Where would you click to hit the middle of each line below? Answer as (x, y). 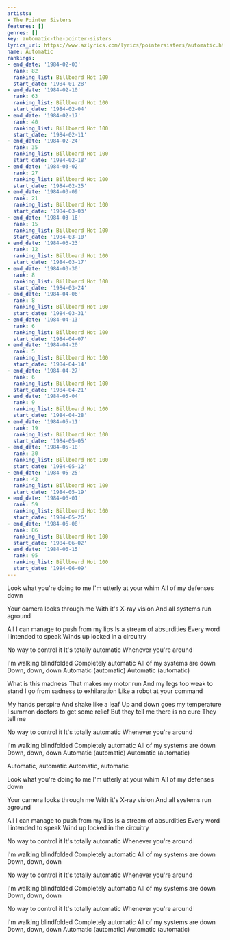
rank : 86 (26, 530)
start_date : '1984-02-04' (50, 109)
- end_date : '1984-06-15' (44, 550)
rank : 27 (26, 173)
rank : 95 (26, 556)
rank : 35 (26, 148)
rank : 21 (26, 199)
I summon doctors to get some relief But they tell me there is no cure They (112, 712)
